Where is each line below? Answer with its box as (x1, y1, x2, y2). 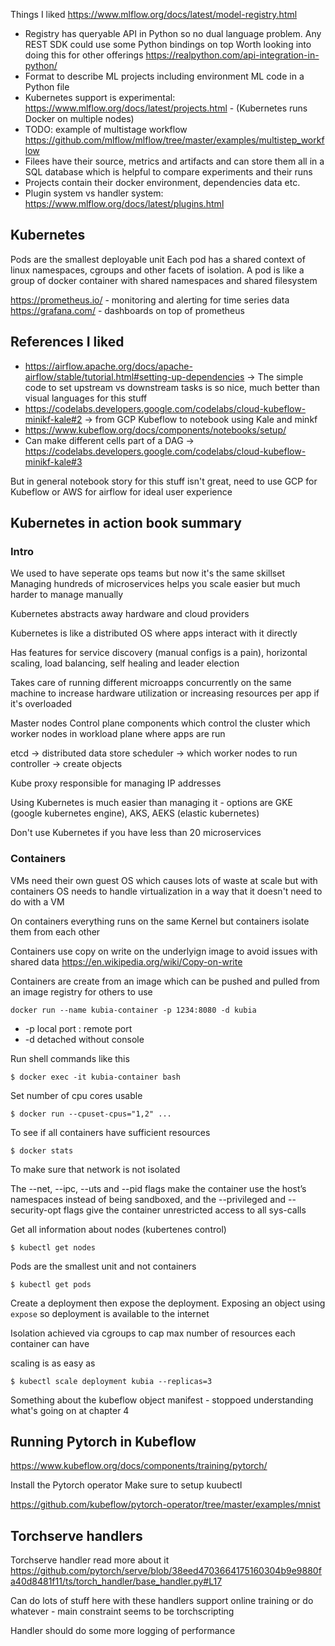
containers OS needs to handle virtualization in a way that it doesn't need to (10, 885, 323, 897)
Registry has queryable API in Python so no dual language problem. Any (24, 28, 322, 39)
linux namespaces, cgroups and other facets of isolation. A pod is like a (10, 264, 305, 276)
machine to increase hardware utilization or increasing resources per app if (10, 687, 320, 699)
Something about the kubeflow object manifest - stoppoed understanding (10, 1394, 314, 1406)
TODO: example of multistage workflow (24, 124, 188, 135)
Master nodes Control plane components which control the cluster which (10, 717, 311, 729)
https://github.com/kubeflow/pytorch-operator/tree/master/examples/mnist (10, 1499, 321, 1511)
